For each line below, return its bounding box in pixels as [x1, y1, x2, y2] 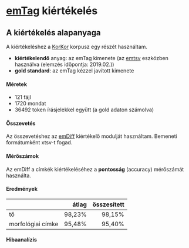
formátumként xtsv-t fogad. [6, 139, 73, 146]
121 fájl [14, 94, 31, 101]
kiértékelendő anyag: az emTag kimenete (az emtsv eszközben [14, 55, 169, 61]
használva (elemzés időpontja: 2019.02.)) [14, 61, 114, 68]
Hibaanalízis [6, 236, 37, 243]
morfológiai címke [9, 220, 59, 228]
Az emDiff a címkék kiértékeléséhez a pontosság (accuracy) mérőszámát [6, 166, 184, 173]
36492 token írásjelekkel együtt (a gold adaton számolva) [14, 106, 154, 113]
